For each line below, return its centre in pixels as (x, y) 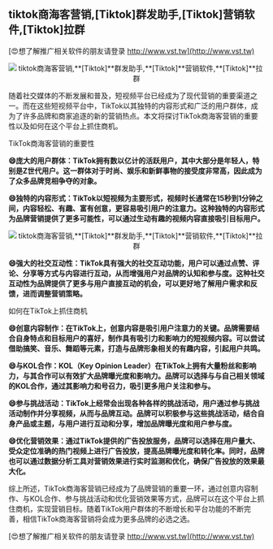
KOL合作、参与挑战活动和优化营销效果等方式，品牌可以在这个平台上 (143, 499)
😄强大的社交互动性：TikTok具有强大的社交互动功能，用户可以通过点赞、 (131, 263)
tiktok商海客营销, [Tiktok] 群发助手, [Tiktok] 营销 (126, 15)
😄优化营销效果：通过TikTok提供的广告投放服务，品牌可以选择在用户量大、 (134, 440)
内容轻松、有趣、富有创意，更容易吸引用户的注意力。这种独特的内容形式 (143, 208)
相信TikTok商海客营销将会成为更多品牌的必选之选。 (108, 519)
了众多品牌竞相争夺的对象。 (55, 180)
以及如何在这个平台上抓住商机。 (69, 126)
